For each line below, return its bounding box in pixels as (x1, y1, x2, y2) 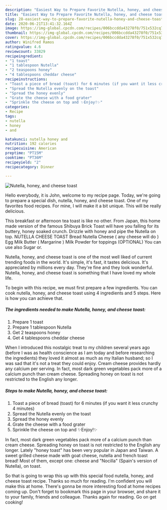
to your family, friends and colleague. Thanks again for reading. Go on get (5, 494, 157, 500)
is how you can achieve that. (5, 295, 64, 301)
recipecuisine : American (5, 146, 57, 151)
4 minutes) (12, 405, 35, 411)
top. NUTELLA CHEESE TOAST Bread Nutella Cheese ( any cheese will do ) (5, 234, 159, 240)
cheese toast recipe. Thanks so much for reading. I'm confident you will (5, 478, 153, 484)
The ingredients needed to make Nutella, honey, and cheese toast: (5, 307, 146, 313)
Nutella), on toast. (5, 463, 42, 469)
